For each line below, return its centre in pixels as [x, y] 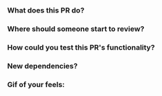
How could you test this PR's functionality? [81, 47]
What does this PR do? [46, 10]
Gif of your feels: [36, 84]
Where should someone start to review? [76, 28]
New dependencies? [43, 66]
